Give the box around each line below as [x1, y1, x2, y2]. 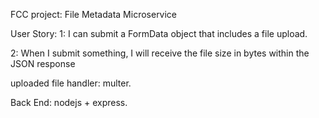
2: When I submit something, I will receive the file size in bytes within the [10, 47, 310, 59]
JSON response [10, 58, 76, 69]
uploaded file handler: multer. [10, 77, 132, 89]
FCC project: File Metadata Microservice [10, 9, 178, 20]
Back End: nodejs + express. [10, 97, 128, 108]
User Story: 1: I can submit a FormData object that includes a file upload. [10, 28, 308, 39]
